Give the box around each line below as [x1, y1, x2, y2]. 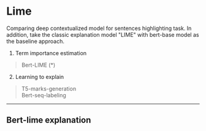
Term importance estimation [15, 49, 87, 56]
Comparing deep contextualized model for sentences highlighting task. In [6, 24, 192, 32]
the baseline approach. [6, 37, 64, 45]
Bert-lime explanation [6, 115, 91, 125]
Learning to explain [15, 73, 64, 80]
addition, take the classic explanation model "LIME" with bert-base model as [6, 31, 199, 38]
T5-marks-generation [21, 84, 77, 92]
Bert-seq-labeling [21, 91, 66, 99]
